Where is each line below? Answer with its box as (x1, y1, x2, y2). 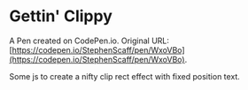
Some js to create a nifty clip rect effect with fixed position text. (9, 71, 241, 81)
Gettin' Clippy (9, 6, 112, 26)
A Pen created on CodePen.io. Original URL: (9, 35, 170, 46)
